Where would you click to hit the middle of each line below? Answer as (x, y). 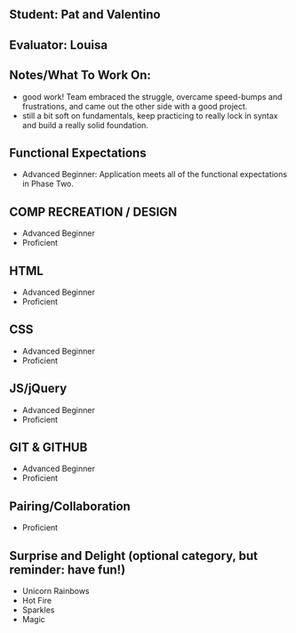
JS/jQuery (38, 389)
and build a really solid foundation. (85, 125)
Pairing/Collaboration (70, 506)
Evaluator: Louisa (59, 45)
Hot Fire (36, 601)
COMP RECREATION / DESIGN (93, 211)
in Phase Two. (48, 184)
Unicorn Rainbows (56, 591)
